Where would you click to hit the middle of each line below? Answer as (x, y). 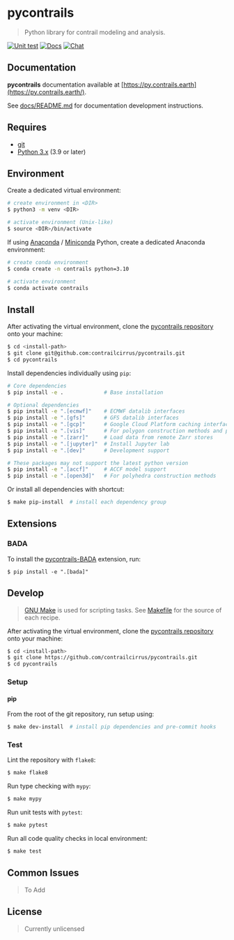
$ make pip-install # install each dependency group (87, 502)
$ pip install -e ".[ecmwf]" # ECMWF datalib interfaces (96, 411)
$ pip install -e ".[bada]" (48, 572)
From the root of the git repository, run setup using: (81, 714)
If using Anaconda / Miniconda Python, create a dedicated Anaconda (106, 242)
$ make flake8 (28, 773)
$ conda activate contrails (48, 288)
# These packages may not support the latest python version (98, 463)
